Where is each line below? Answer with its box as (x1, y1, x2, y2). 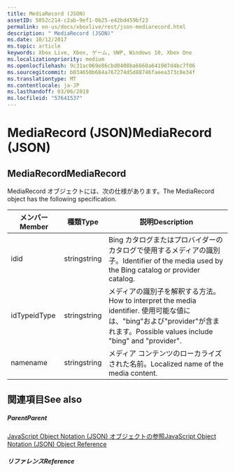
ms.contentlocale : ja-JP (7, 82, 80, 89)
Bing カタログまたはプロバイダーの (108, 235, 223, 245)
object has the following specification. (7, 195, 117, 203)
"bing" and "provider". (108, 336, 182, 345)
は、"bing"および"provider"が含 (108, 316, 213, 326)
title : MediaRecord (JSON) (7, 10, 86, 17)
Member (20, 222, 49, 231)
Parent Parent (7, 413, 48, 422)
